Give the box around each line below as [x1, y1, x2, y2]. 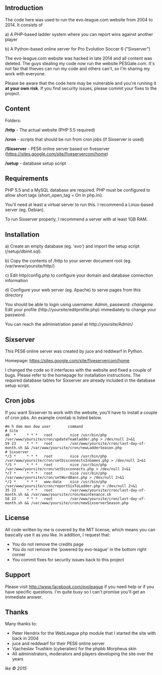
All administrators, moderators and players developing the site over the [12, 651, 154, 657]
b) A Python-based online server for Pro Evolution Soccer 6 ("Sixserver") [5, 46, 151, 51]
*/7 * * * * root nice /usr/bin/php [5, 471, 107, 475]
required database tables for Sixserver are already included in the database [5, 377, 156, 383]
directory [5, 292, 23, 298]
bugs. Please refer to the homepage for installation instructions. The [5, 372, 141, 378]
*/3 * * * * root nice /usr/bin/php [5, 454, 107, 458]
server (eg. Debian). [5, 207, 45, 213]
